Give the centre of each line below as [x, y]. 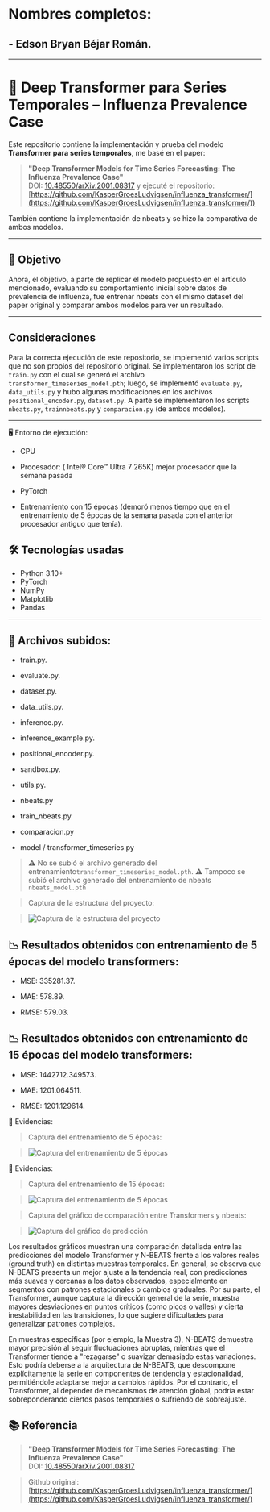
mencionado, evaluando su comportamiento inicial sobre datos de [118, 288]
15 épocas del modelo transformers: [100, 1055]
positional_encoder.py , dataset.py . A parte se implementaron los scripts [129, 400]
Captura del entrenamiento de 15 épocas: [96, 1184]
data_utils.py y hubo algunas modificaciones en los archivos [110, 391]
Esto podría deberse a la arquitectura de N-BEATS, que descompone [122, 1364]
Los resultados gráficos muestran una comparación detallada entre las [125, 1246]
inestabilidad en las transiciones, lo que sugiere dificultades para [116, 1314]
